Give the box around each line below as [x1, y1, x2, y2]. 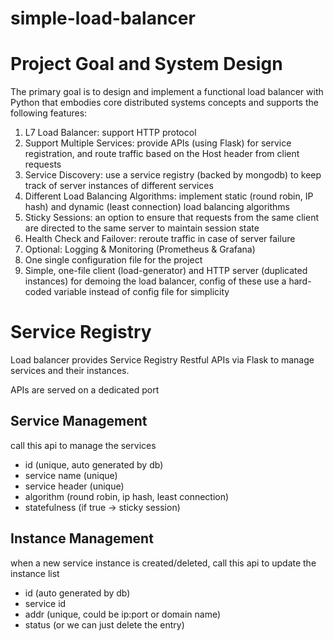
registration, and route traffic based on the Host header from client [24, 148, 300, 160]
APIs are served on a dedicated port [10, 384, 160, 396]
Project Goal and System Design [10, 53, 283, 76]
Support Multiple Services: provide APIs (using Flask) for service [24, 137, 292, 149]
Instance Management [10, 530, 154, 547]
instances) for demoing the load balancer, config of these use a [24, 275, 287, 287]
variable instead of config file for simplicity [53, 286, 230, 298]
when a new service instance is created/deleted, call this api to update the [10, 557, 317, 569]
